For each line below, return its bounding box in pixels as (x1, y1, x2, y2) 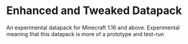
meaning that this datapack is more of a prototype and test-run (6, 30, 164, 37)
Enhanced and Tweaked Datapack (6, 4, 183, 18)
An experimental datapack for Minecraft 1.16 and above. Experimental (6, 24, 180, 31)
